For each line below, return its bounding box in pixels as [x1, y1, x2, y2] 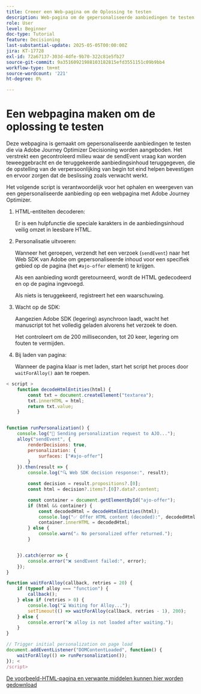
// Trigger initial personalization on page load [6, 642, 133, 648]
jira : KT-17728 [6, 48, 44, 54]
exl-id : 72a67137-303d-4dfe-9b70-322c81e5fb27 [6, 54, 125, 60]
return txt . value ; [28, 403, 74, 409]
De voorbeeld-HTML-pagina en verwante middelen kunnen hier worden [6, 675, 184, 682]
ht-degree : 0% [6, 76, 42, 82]
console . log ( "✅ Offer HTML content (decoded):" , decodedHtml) [38, 514, 199, 520]
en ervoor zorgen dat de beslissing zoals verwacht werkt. [6, 172, 149, 179]
